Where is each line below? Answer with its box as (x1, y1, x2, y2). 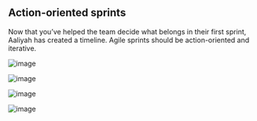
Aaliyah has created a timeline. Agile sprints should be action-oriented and (8, 35, 250, 44)
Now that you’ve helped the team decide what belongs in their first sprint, (8, 27, 247, 36)
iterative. (8, 43, 37, 53)
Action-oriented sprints (8, 6, 127, 20)
